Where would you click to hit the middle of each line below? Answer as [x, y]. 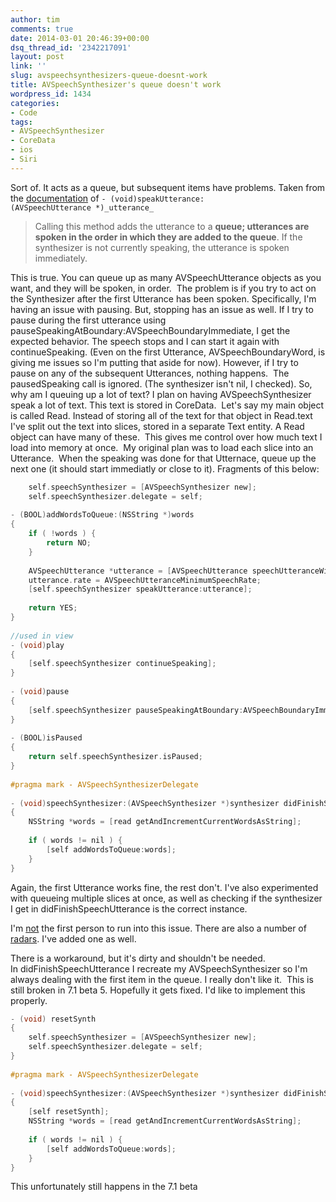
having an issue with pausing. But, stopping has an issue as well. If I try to [162, 309]
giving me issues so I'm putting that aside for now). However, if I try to [154, 362]
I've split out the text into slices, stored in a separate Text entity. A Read [157, 426]
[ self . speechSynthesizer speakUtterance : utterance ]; [140, 589]
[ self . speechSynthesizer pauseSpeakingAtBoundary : [136, 710]
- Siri [24, 159]
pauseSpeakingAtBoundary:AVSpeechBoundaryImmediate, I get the [150, 330]
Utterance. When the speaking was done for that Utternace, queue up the [163, 458]
